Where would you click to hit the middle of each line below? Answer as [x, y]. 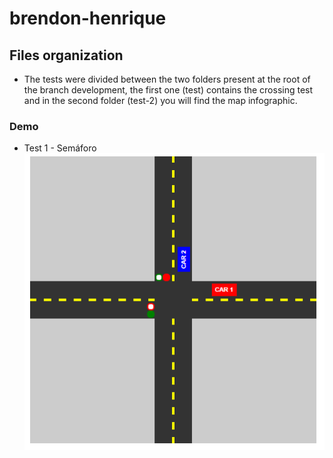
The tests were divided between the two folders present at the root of [167, 79]
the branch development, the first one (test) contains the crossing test [168, 90]
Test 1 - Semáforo [60, 148]
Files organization [66, 55]
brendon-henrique [88, 18]
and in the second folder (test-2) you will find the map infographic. [160, 100]
